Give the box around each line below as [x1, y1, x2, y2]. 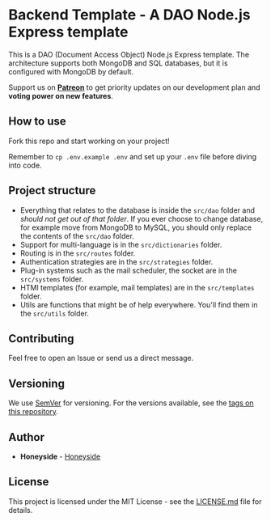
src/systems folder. [19, 273, 84, 284]
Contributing [8, 332, 74, 345]
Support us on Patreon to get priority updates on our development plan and [8, 83, 260, 92]
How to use [8, 115, 66, 129]
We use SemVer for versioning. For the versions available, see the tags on [8, 398, 254, 408]
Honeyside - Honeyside [19, 451, 101, 461]
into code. [8, 160, 42, 170]
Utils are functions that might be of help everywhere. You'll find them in [19, 299, 258, 309]
